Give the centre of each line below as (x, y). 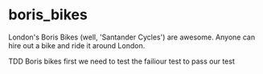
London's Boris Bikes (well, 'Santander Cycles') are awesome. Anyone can (132, 37)
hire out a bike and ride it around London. (77, 45)
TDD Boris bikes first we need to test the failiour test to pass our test (121, 61)
